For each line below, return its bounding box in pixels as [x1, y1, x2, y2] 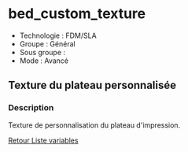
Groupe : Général [19, 39, 76, 48]
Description [8, 102, 54, 113]
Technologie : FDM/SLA [19, 31, 97, 40]
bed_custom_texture [8, 5, 146, 23]
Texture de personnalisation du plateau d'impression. [8, 120, 181, 130]
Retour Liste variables [8, 135, 79, 145]
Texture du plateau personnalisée [8, 79, 177, 92]
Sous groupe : [19, 47, 65, 57]
